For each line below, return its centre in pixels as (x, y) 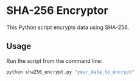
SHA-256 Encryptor (57, 11)
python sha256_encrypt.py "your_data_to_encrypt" (71, 72)
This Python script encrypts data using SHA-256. (68, 27)
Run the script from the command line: (54, 60)
